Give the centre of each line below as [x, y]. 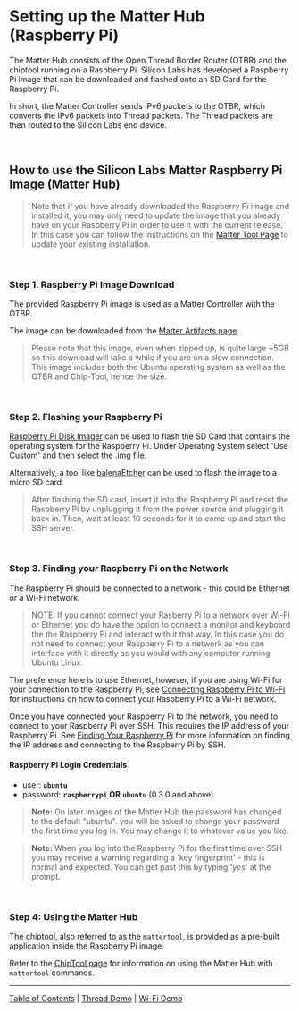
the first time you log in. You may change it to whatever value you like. [160, 831]
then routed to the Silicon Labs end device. [88, 125]
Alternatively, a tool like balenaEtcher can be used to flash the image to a [143, 473]
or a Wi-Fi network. [45, 597]
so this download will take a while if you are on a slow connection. [152, 358]
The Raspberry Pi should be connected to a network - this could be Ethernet [150, 588]
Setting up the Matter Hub [107, 17]
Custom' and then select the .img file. [78, 455]
